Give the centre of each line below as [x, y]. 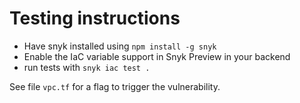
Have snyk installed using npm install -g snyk [120, 46]
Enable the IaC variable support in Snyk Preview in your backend [157, 56]
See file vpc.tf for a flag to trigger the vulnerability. [115, 86]
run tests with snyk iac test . [87, 67]
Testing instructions [95, 18]
